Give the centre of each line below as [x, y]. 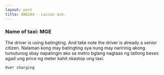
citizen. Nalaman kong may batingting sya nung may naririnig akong [75, 48]
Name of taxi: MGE [28, 32]
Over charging [20, 68]
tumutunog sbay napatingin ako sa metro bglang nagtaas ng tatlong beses [82, 53]
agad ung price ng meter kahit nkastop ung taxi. [55, 58]
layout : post [19, 10]
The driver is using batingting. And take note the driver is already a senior [81, 42]
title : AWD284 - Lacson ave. [36, 14]
